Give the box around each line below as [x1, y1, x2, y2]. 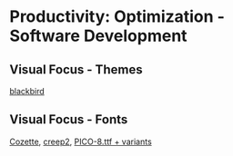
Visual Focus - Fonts [9, 112, 128, 128]
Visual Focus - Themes [9, 62, 143, 77]
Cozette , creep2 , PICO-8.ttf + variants [9, 136, 152, 147]
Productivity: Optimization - [9, 6, 226, 27]
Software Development [9, 25, 188, 46]
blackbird [9, 86, 46, 96]
